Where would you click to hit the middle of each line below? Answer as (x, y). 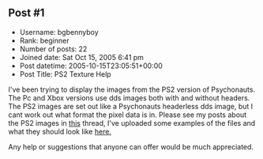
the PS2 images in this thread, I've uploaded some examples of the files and (132, 123)
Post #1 (26, 13)
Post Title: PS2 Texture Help (66, 74)
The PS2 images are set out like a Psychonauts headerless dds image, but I (131, 106)
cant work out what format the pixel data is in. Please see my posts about (128, 115)
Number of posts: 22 (53, 49)
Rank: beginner (44, 40)
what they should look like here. (60, 131)
